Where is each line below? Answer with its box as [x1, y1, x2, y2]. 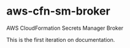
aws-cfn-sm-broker [6, 4, 110, 18]
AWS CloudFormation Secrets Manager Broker [6, 24, 124, 32]
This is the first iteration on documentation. [6, 36, 115, 43]
